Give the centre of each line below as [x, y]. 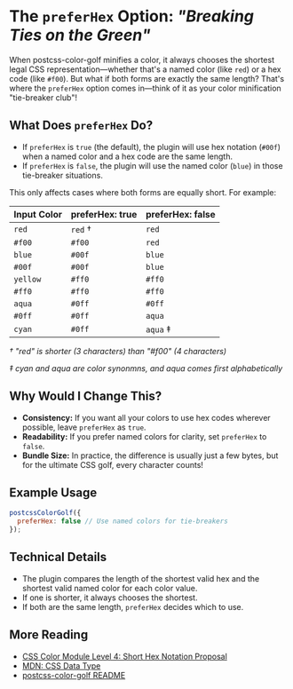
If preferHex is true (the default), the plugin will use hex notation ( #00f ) [151, 147]
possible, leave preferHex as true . [84, 427]
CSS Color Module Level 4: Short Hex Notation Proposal [125, 656]
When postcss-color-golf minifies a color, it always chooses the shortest [142, 59]
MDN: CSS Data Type [61, 665]
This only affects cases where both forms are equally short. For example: [143, 192]
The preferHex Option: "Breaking [132, 16]
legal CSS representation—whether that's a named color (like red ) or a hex [145, 69]
